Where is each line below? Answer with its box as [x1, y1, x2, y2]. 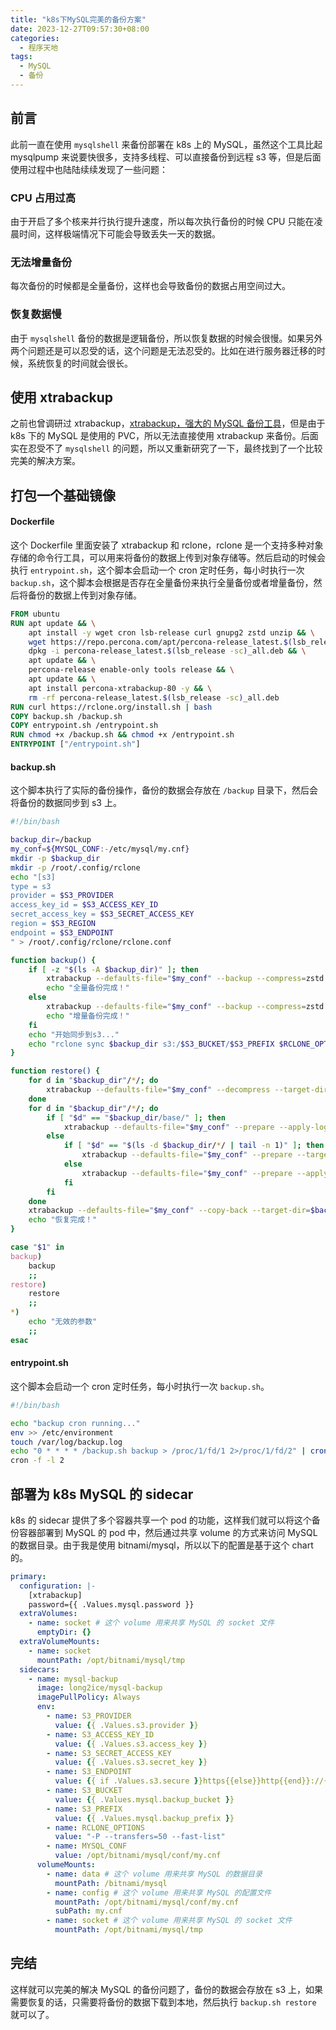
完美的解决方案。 [10, 455, 81, 467]
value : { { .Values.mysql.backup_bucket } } [54, 1794, 235, 1805]
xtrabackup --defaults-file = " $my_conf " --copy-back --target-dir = [28, 1206, 311, 1216]
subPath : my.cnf [54, 1906, 123, 1916]
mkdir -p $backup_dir [10, 853, 101, 863]
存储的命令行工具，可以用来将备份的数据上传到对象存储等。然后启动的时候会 [10, 551, 326, 563]
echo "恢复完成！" [28, 1215, 98, 1225]
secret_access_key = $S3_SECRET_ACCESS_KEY [10, 909, 195, 920]
